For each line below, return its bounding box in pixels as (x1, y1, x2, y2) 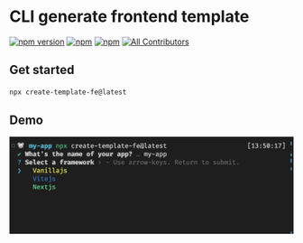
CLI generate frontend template (9, 6, 250, 27)
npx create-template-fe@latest (9, 88, 127, 97)
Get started (9, 62, 75, 78)
